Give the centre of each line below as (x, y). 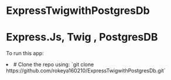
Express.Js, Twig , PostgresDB (82, 37)
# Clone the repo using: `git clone (54, 64)
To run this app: (25, 53)
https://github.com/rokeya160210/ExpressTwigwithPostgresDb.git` (86, 71)
